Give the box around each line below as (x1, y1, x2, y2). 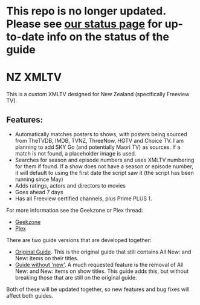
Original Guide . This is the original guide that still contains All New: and (15, 248, 192, 255)
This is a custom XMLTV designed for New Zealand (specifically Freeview (6, 91, 190, 98)
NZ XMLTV (6, 71, 62, 84)
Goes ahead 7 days (15, 188, 63, 195)
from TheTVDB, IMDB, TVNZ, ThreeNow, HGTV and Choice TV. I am (15, 137, 184, 144)
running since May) (15, 175, 63, 183)
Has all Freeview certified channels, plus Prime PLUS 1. (15, 195, 152, 202)
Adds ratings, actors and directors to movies (15, 182, 126, 189)
